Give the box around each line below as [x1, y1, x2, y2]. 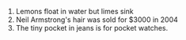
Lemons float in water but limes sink [15, 7, 134, 16]
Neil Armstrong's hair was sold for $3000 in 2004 [15, 15, 178, 24]
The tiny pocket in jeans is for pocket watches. [15, 24, 169, 32]
